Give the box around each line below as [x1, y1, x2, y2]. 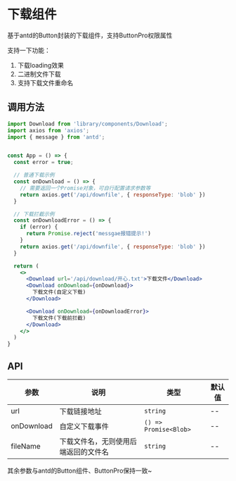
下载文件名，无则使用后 [59, 436, 137, 446]
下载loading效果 [17, 61, 65, 69]
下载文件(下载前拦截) [32, 314, 86, 321]
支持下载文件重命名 [17, 78, 74, 87]
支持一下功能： [7, 46, 51, 54]
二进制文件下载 [17, 70, 61, 78]
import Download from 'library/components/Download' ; [7, 120, 169, 127]
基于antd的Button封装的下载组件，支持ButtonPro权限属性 [7, 31, 173, 39]
